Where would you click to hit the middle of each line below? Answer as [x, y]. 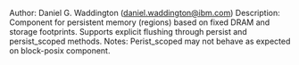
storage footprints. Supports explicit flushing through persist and [128, 32]
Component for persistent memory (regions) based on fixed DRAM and [140, 22]
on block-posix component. [60, 51]
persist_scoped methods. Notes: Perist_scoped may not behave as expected [150, 41]
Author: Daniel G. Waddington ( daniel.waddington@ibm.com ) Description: [145, 13]
